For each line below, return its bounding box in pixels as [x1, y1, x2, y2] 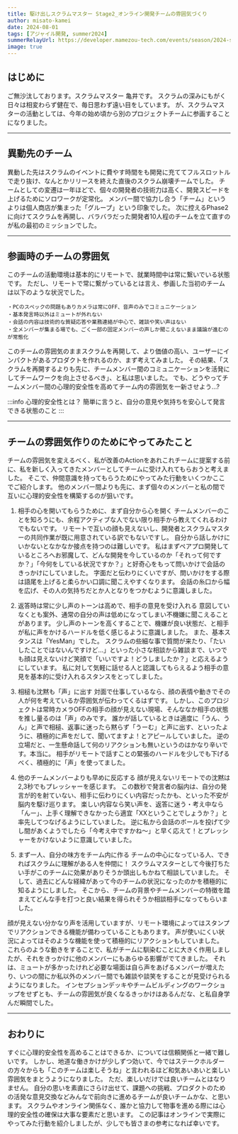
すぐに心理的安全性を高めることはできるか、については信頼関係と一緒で [7, 1048, 218, 1057]
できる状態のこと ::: [7, 406, 64, 415]
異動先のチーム [7, 148, 73, 160]
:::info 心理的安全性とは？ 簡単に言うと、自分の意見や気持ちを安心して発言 [7, 398, 225, 406]
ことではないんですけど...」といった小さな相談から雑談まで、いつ [30, 646, 222, 655]
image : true [7, 43, 42, 50]
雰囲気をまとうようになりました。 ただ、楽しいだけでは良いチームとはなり [7, 1075, 227, 1084]
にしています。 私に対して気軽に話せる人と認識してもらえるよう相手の [17, 664, 223, 672]
